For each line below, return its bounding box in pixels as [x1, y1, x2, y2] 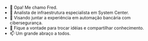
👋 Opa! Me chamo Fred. [9, 5, 57, 10]
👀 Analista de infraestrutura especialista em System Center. [9, 10, 129, 15]
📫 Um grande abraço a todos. [9, 30, 71, 36]
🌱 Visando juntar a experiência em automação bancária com [9, 15, 131, 20]
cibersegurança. [9, 20, 43, 26]
